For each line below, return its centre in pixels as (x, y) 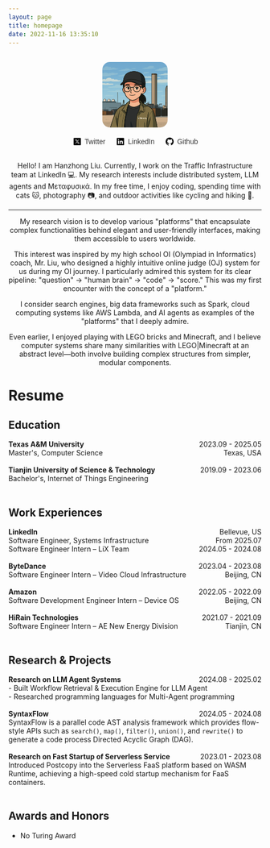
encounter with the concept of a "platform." (135, 289)
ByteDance (27, 566)
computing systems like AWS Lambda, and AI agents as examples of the (135, 313)
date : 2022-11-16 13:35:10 (53, 34)
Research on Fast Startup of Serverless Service (89, 757)
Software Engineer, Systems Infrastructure (79, 541)
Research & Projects (60, 660)
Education (35, 424)
